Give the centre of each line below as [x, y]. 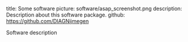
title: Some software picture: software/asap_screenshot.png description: [94, 9]
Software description [32, 33]
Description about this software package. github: [66, 15]
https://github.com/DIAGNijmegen [48, 21]
